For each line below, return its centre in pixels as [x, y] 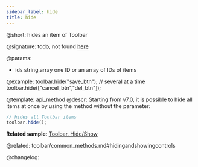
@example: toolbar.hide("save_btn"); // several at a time [76, 81]
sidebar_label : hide [32, 12]
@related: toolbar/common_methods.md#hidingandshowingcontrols [91, 146]
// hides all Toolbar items [42, 117]
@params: [19, 58]
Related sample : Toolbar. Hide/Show [52, 134]
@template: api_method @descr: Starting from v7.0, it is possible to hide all [99, 99]
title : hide [21, 17]
